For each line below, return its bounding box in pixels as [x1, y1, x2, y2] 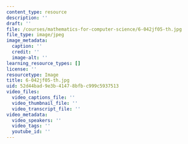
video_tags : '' [12, 123, 51, 129]
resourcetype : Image [6, 72, 59, 78]
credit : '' [12, 49, 40, 55]
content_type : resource [6, 9, 67, 15]
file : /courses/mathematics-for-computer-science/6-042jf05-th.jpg [6, 26, 182, 32]
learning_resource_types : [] [6, 60, 81, 66]
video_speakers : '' [12, 117, 62, 123]
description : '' [6, 15, 48, 21]
